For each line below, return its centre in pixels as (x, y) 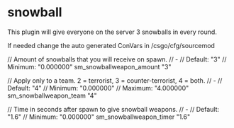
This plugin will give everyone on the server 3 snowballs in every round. (112, 32)
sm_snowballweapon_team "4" (52, 95)
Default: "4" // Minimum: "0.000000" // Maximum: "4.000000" (98, 88)
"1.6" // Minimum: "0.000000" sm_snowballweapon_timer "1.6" (99, 117)
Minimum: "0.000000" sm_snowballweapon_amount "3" (89, 66)
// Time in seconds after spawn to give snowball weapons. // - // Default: (113, 109)
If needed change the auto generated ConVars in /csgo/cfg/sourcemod (111, 45)
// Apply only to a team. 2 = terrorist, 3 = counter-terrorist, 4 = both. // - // (115, 80)
